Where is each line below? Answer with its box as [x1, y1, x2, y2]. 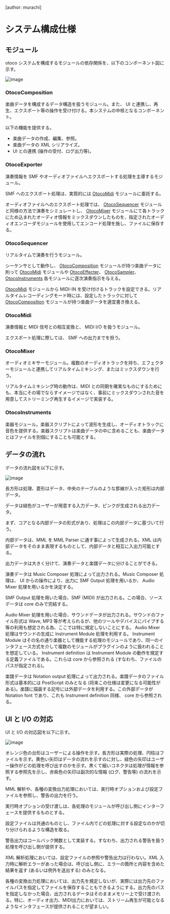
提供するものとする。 [22, 809, 67, 815]
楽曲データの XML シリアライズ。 [12, 142, 82, 148]
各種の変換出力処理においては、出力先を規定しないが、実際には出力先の [5, 878, 156, 884]
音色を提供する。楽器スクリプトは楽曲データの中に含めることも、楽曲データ [5, 428, 165, 434]
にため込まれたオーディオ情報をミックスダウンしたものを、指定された [5, 214, 151, 220]
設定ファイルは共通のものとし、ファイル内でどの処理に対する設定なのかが [5, 820, 160, 827]
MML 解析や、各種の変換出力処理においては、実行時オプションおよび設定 [5, 786, 159, 792]
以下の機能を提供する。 [5, 124, 54, 131]
